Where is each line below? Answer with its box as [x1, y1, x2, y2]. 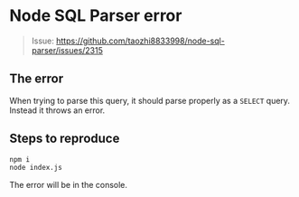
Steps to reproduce [9, 131, 120, 146]
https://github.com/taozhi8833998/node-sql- [55, 35, 226, 46]
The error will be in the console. [9, 180, 128, 191]
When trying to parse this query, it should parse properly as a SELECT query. [9, 95, 291, 106]
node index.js [9, 164, 63, 173]
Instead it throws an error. [9, 105, 106, 116]
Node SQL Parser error [9, 5, 182, 26]
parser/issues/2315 [31, 44, 104, 55]
